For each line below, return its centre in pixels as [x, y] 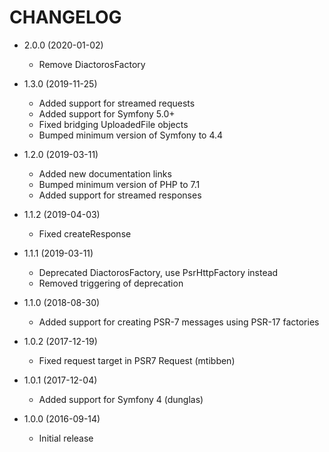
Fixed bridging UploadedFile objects [113, 124]
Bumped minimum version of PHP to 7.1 [119, 184]
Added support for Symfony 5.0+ [107, 113]
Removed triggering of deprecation [111, 283]
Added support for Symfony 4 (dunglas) [121, 399]
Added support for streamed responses [120, 195]
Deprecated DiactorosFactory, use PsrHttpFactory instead [158, 272]
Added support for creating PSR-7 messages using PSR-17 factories [179, 322]
